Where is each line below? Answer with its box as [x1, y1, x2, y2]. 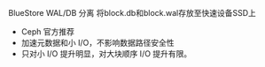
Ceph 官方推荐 [20, 26, 74, 37]
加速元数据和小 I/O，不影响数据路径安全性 [20, 38, 175, 48]
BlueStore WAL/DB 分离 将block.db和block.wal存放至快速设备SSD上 [8, 8, 256, 18]
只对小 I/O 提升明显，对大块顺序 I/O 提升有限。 [20, 48, 192, 59]
